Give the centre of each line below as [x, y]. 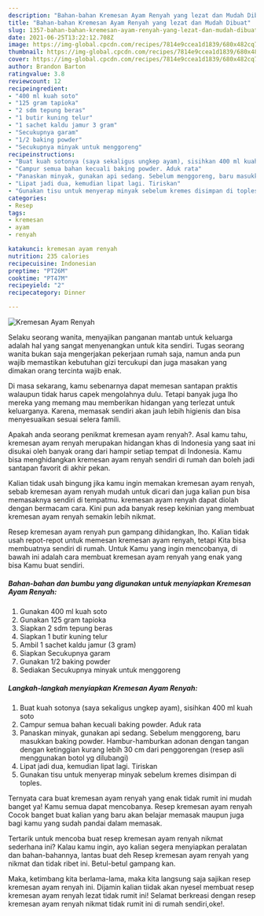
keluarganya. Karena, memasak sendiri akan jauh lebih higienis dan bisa [125, 411]
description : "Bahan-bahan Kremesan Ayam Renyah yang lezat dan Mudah [126, 15]
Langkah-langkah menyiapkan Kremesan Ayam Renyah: [103, 688]
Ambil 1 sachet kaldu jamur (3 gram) [78, 645]
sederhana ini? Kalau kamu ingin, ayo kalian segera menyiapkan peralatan [128, 847]
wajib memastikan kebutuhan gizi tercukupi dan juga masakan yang [118, 362]
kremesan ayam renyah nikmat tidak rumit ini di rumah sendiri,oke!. [117, 903]
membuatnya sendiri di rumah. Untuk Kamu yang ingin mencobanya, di [123, 548]
